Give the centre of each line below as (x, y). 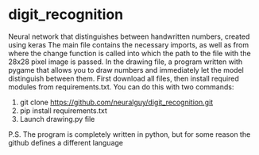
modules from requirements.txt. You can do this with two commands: (121, 87)
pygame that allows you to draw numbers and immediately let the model (126, 70)
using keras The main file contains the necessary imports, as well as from (128, 44)
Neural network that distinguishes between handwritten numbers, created (129, 36)
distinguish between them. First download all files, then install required (124, 78)
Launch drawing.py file (57, 119)
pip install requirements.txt (63, 110)
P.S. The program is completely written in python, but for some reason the (129, 134)
